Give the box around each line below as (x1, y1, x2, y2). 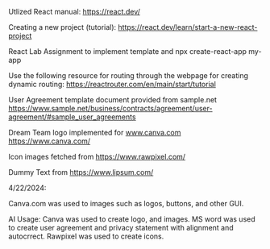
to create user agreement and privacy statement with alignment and (8, 223, 234, 232)
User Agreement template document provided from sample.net (8, 95, 218, 104)
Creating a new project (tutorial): (8, 23, 117, 31)
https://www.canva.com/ (8, 136, 91, 146)
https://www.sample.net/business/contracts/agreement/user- (8, 104, 213, 113)
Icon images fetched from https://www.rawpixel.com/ (8, 152, 186, 161)
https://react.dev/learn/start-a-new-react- (118, 23, 258, 31)
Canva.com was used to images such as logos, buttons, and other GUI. (8, 199, 244, 208)
